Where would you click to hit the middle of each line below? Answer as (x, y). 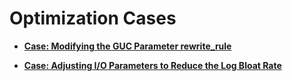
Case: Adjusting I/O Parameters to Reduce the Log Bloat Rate (152, 65)
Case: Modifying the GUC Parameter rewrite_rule (127, 46)
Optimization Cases (93, 18)
